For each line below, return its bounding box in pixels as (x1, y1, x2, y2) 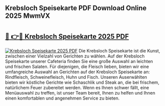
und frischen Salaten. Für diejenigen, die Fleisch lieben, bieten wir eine (5, 64, 149, 69)
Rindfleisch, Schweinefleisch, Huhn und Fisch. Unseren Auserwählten (5, 74, 147, 80)
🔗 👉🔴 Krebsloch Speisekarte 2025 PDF (5, 32, 129, 41)
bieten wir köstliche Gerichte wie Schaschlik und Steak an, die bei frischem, (5, 79, 160, 85)
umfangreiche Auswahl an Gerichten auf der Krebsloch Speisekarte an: (5, 69, 150, 75)
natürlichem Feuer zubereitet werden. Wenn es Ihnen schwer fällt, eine (5, 85, 149, 91)
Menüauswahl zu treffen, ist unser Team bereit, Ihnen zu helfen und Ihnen (5, 90, 156, 96)
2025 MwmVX (5, 12, 50, 20)
